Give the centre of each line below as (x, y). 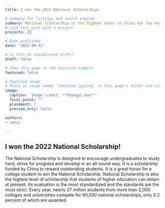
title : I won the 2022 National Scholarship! (52, 10)
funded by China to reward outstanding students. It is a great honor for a (78, 169)
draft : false (18, 59)
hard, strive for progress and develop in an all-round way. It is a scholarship (82, 164)
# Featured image (23, 82)
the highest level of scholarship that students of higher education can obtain (82, 179)
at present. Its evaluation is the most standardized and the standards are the (82, 184)
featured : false (22, 73)
